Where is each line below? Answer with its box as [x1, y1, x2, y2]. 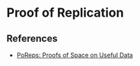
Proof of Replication [6, 5, 124, 21]
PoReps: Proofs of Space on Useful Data [16, 51, 133, 59]
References [6, 33, 58, 44]
